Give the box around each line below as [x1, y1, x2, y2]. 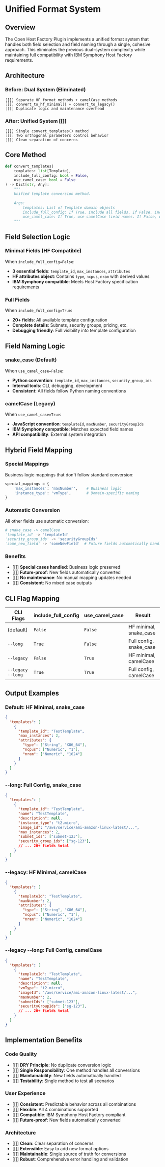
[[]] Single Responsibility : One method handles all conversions [12, 1067, 140, 1073]
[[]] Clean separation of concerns [5, 137, 78, 142]
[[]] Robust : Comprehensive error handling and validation [12, 1156, 129, 1162]
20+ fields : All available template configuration [12, 317, 108, 323]
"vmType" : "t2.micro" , [18, 985, 65, 990]
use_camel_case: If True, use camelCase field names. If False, [23, 214, 157, 219]
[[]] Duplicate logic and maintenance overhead [5, 106, 105, 111]
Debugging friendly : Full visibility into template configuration [12, 327, 136, 334]
